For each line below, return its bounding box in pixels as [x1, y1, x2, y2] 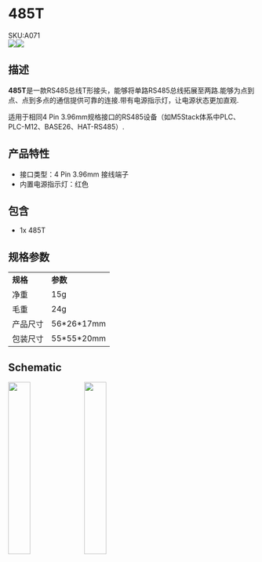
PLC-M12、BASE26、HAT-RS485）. [8, 122, 125, 131]
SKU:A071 [8, 31, 41, 40]
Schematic [8, 360, 62, 374]
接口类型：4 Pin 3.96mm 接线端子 [19, 170, 129, 179]
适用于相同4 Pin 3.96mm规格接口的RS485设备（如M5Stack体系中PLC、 [8, 111, 241, 122]
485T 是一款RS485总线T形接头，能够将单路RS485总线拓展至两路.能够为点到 [8, 86, 255, 95]
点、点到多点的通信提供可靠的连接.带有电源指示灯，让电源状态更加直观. [8, 95, 239, 104]
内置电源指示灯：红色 [19, 179, 89, 188]
